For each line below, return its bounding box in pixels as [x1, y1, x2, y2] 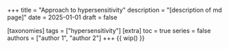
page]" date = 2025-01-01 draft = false [7, 13, 117, 21]
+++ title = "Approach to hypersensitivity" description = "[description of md [7, 6, 222, 14]
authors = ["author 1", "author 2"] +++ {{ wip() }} [7, 34, 145, 42]
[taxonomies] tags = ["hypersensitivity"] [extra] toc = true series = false [7, 27, 212, 35]
